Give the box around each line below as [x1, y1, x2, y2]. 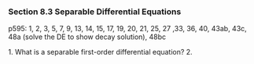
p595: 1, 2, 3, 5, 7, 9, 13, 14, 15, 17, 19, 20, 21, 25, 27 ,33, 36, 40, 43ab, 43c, [8, 24, 248, 34]
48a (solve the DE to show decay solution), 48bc [8, 32, 167, 41]
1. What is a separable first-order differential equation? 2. [8, 48, 193, 57]
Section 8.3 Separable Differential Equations [8, 6, 182, 17]
